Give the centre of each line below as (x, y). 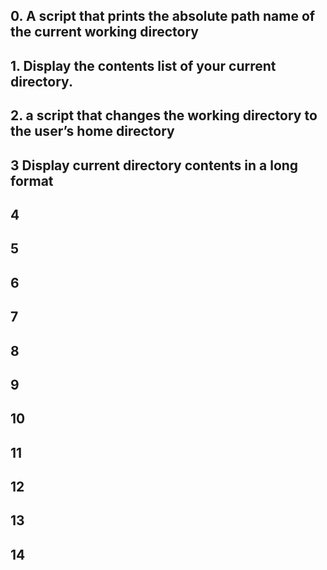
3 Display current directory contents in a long (154, 165)
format (32, 180)
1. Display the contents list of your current (143, 65)
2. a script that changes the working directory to (164, 115)
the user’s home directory (92, 131)
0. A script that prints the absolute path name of (163, 16)
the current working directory (104, 32)
